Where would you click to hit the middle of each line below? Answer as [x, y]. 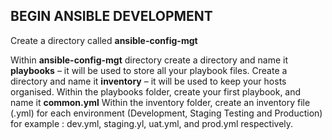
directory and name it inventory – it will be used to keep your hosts [148, 81]
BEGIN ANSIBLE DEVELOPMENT [111, 16]
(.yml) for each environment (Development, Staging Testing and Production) [166, 113]
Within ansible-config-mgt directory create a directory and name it [149, 60]
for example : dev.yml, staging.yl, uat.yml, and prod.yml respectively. [152, 123]
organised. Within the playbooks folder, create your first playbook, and [156, 91]
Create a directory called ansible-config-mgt [104, 40]
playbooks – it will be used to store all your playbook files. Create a [149, 70]
